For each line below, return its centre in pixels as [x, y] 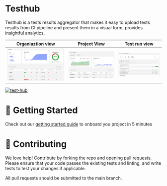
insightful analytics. [25, 33]
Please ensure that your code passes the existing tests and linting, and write [83, 163]
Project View [91, 44]
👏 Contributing [36, 144]
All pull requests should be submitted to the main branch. [64, 178]
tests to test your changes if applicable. [45, 168]
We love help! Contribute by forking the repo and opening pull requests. [79, 158]
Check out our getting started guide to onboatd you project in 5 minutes [79, 124]
